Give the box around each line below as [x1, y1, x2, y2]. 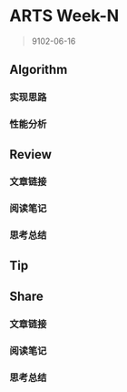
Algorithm [9, 62, 68, 77]
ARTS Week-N [9, 5, 120, 26]
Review [9, 147, 53, 162]
